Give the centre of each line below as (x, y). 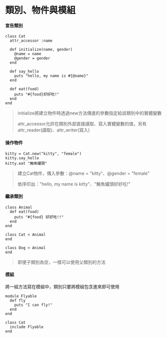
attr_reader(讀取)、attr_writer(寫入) (54, 130)
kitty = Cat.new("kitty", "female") (43, 154)
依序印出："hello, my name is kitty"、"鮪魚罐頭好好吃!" (74, 184)
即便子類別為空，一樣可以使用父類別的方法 (61, 262)
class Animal (19, 207)
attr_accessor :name (31, 41)
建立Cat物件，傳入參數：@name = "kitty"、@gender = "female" (83, 173)
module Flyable (21, 296)
